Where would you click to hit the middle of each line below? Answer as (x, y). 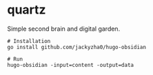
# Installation (29, 41)
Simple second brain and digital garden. (64, 29)
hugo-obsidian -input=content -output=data (71, 65)
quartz (27, 10)
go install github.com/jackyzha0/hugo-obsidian (77, 47)
